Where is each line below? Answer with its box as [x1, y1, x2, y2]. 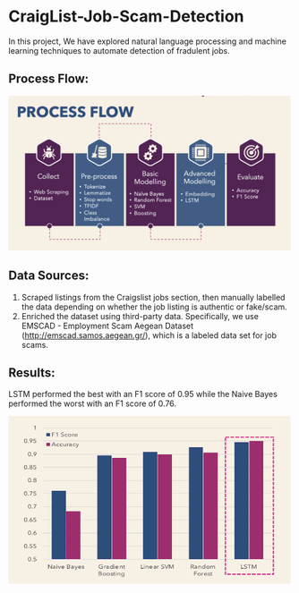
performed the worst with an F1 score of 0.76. [8, 398, 176, 409]
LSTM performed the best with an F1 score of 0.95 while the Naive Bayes [8, 389, 278, 400]
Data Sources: [8, 268, 90, 284]
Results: [8, 365, 56, 381]
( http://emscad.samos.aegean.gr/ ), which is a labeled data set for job [21, 329, 277, 341]
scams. [21, 339, 48, 350]
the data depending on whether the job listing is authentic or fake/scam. [21, 301, 287, 312]
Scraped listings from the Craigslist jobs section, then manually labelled [21, 292, 286, 302]
